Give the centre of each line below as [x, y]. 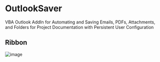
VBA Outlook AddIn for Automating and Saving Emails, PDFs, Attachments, [80, 22]
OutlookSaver [34, 9]
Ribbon [16, 43]
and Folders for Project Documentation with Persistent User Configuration [80, 27]
